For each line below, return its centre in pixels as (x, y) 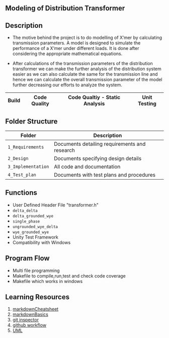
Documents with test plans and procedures (105, 175)
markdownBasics (30, 314)
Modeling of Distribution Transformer (65, 8)
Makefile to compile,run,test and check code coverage (69, 276)
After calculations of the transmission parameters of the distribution (83, 64)
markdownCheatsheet (35, 309)
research (64, 150)
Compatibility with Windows (41, 242)
